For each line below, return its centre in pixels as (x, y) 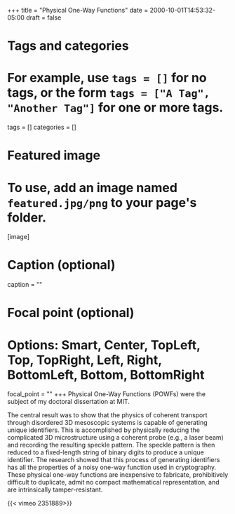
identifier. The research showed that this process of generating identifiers (114, 460)
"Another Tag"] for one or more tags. (115, 108)
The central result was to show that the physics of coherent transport (108, 415)
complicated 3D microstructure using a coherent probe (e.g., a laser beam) (116, 438)
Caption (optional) (61, 265)
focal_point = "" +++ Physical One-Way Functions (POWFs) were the (106, 394)
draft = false (43, 18)
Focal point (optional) (71, 313)
